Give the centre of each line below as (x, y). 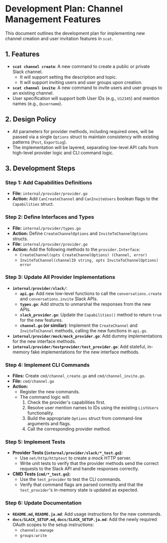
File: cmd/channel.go (33, 381)
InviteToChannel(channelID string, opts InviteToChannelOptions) (89, 260)
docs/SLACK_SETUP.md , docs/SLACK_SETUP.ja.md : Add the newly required (84, 519)
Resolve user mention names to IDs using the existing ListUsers (93, 408)
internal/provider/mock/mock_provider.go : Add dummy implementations (87, 336)
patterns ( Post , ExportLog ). (40, 142)
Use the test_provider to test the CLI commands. (71, 479)
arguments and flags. (49, 424)
